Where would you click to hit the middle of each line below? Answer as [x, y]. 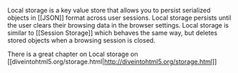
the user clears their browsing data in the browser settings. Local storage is [118, 25]
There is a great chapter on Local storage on [73, 54]
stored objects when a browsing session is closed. [81, 40]
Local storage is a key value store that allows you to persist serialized [109, 10]
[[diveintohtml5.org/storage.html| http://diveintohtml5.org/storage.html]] [112, 62]
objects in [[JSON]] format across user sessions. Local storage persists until [119, 18]
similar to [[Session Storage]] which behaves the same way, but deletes [113, 33]
